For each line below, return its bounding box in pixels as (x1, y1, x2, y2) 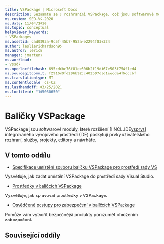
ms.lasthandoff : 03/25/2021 (5, 84, 62, 90)
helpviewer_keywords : (5, 30, 49, 35)
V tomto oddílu (5, 151, 51, 159)
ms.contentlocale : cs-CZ (5, 80, 56, 85)
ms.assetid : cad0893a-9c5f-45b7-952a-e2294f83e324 (5, 39, 110, 44)
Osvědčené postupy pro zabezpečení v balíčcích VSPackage (12, 202, 135, 208)
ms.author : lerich (5, 48, 42, 53)
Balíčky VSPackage (5, 110, 86, 122)
